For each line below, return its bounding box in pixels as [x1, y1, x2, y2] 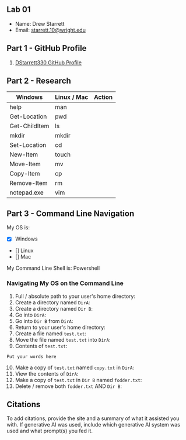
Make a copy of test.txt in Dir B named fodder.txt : [15, 376, 142, 383]
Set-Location [9, 141, 47, 149]
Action [93, 93, 113, 101]
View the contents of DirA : [15, 370, 79, 377]
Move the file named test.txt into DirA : [15, 336, 111, 343]
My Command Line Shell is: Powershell [6, 264, 100, 271]
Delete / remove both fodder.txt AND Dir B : [15, 383, 122, 390]
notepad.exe [9, 188, 44, 197]
